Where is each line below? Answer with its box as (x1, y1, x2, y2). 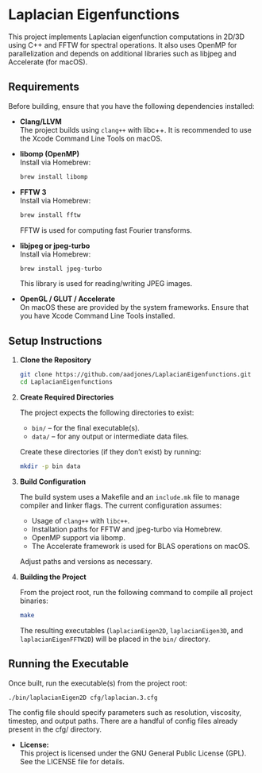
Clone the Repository (19, 355, 91, 365)
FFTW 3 (19, 187, 47, 196)
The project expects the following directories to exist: (19, 408, 195, 417)
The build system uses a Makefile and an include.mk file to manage (19, 492, 240, 501)
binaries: (19, 596, 49, 605)
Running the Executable (8, 657, 129, 671)
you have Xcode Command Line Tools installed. (19, 311, 175, 321)
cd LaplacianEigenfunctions (19, 378, 113, 386)
